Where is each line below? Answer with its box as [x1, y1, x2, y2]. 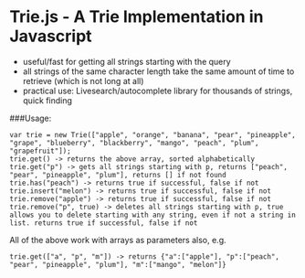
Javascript [9, 26, 93, 47]
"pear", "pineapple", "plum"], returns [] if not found [9, 170, 226, 179]
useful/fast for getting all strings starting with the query [22, 56, 231, 67]
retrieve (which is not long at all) [22, 75, 144, 86]
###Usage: [9, 112, 52, 123]
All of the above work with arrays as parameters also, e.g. [9, 234, 226, 245]
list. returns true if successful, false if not [9, 218, 198, 228]
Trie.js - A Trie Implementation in [9, 6, 264, 27]
